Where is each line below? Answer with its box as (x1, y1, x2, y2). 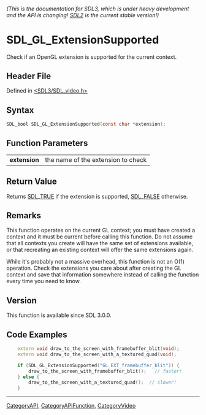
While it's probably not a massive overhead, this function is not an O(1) (6, 258, 185, 265)
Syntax (6, 105, 34, 115)
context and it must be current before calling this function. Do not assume (6, 233, 193, 240)
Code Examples (6, 329, 67, 340)
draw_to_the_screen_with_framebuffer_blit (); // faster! (28, 368, 183, 374)
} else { (17, 374, 40, 380)
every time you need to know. (6, 278, 81, 285)
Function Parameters (6, 138, 88, 148)
